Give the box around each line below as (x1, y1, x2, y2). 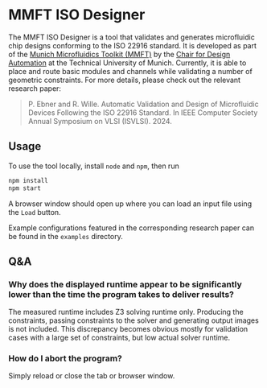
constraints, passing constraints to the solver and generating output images (8, 316, 259, 325)
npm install (8, 176, 48, 184)
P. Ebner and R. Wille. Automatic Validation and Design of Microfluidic (27, 99, 259, 109)
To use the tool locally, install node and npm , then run (8, 161, 179, 171)
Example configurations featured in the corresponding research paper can (8, 223, 255, 233)
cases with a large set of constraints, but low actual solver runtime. (8, 332, 231, 343)
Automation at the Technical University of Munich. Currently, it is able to (8, 58, 247, 68)
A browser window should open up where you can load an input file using (8, 199, 252, 208)
